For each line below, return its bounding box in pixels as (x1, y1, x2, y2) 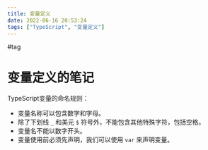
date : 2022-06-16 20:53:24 (7, 17, 87, 24)
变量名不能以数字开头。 (17, 127, 86, 135)
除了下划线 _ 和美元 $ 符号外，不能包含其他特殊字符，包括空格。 (17, 118, 205, 127)
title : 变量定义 (7, 10, 51, 18)
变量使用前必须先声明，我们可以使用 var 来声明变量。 (17, 135, 174, 144)
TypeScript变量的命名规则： (7, 94, 89, 103)
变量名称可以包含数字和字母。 (17, 109, 105, 118)
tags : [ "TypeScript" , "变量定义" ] (7, 23, 105, 30)
